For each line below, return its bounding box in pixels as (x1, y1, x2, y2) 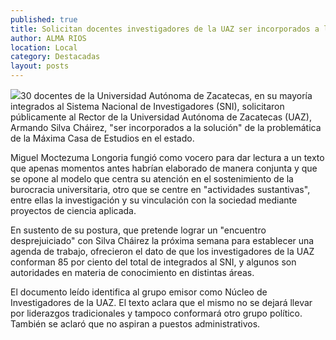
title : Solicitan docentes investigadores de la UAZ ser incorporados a (10, 24, 320, 34)
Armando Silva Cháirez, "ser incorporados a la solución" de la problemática (10, 122, 322, 133)
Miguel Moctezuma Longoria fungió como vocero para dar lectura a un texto (10, 152, 325, 163)
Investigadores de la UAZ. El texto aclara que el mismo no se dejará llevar (10, 297, 313, 308)
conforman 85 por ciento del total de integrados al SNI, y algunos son (10, 256, 297, 268)
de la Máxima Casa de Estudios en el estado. (10, 132, 195, 144)
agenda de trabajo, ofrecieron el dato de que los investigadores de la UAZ (10, 246, 315, 257)
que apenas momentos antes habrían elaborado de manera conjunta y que (10, 162, 318, 174)
